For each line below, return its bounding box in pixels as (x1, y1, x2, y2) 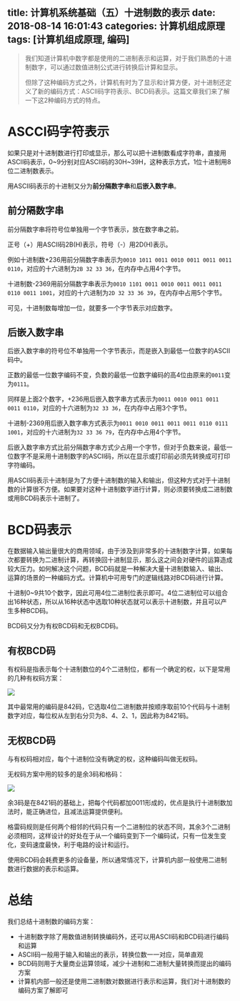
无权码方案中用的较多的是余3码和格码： (7, 770, 124, 778)
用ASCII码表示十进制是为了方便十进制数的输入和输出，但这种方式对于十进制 (7, 476, 231, 484)
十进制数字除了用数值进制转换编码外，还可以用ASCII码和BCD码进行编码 (17, 932, 229, 941)
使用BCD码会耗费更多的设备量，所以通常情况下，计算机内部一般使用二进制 (7, 855, 227, 864)
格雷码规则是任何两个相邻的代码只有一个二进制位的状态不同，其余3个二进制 (7, 822, 231, 831)
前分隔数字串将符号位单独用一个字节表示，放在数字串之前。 (7, 224, 183, 234)
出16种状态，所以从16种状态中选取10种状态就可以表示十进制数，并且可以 (7, 597, 221, 606)
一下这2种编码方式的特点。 (24, 96, 105, 104)
